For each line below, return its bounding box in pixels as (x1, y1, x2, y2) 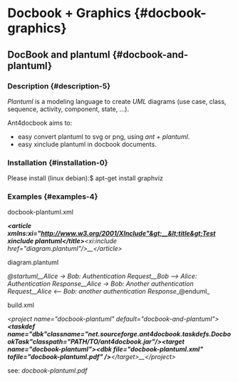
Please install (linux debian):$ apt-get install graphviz (7, 174, 164, 182)
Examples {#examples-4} (7, 192, 98, 202)
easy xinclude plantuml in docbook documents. (17, 140, 157, 148)
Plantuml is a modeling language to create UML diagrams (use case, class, (7, 97, 227, 105)
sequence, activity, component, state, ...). (7, 105, 130, 113)
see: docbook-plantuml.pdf (7, 366, 88, 375)
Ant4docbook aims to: (7, 118, 73, 127)
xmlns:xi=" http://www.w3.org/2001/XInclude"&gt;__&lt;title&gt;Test (7, 229, 216, 238)
